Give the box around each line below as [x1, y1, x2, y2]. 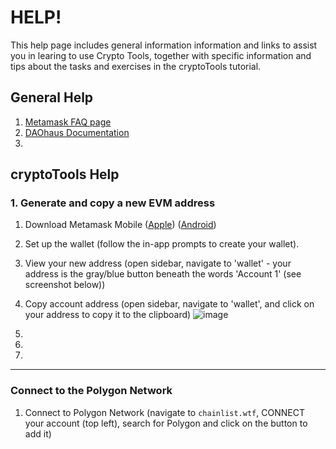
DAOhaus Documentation [24, 126, 130, 138]
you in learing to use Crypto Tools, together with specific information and [10, 49, 312, 61]
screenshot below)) [24, 279, 106, 291]
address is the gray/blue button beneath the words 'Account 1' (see [24, 268, 302, 280]
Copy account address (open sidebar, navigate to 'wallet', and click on [24, 298, 315, 310]
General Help [10, 89, 94, 106]
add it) [24, 427, 52, 440]
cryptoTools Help [10, 166, 120, 183]
